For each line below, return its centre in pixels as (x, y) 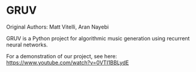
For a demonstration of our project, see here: (62, 56)
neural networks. (27, 45)
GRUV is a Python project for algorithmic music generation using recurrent (98, 38)
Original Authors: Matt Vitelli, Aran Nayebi (58, 27)
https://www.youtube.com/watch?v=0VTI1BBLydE (67, 62)
